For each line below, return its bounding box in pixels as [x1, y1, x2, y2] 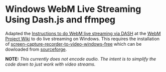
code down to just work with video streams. [5, 61, 96, 67]
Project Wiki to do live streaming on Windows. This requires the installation [5, 36, 159, 42]
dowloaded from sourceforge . [5, 46, 67, 52]
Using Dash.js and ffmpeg [5, 14, 116, 25]
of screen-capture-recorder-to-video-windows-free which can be [5, 41, 142, 47]
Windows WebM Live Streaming [5, 3, 141, 15]
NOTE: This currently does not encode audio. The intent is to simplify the [5, 56, 156, 62]
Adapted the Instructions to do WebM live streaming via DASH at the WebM [5, 30, 161, 36]
